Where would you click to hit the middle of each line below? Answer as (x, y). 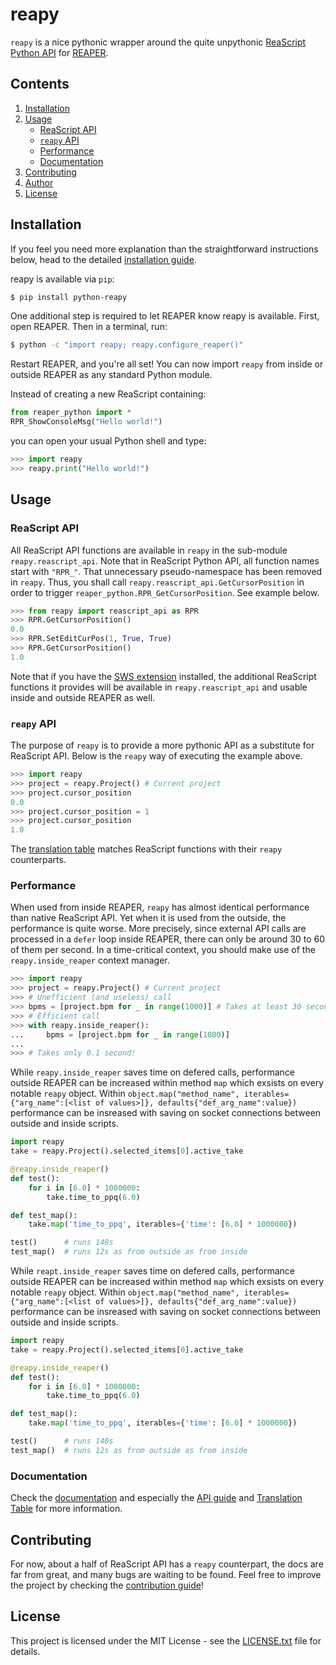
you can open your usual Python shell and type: (108, 441)
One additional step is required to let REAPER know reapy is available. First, (165, 316)
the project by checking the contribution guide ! (107, 1585)
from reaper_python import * (71, 413)
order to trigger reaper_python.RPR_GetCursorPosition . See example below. (165, 592)
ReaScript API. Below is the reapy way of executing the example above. (156, 756)
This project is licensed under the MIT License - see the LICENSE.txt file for (166, 1640)
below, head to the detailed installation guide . (103, 259)
